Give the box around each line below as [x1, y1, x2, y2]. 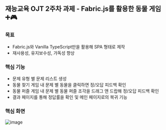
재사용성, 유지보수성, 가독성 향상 [12, 50, 75, 56]
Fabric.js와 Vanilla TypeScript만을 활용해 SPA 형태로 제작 [12, 43, 125, 49]
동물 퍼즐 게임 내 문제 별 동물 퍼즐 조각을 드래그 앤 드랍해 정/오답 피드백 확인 [12, 88, 160, 94]
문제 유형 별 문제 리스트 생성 [12, 76, 67, 82]
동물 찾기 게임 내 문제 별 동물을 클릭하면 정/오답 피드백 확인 [12, 82, 126, 87]
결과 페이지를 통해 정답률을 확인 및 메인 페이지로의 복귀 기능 [12, 94, 128, 100]
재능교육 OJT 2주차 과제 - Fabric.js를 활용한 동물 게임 [5, 4, 161, 13]
